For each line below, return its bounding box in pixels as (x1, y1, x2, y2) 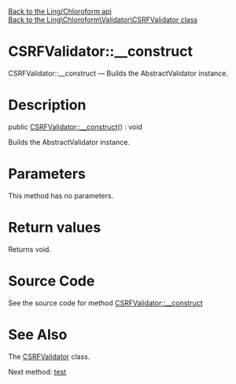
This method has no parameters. (8, 190, 114, 200)
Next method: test (8, 367, 67, 376)
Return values (8, 219, 101, 236)
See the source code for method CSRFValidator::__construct (8, 298, 203, 308)
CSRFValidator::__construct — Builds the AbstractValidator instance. (8, 68, 229, 78)
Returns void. (8, 244, 51, 254)
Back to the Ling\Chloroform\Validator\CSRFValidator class (8, 15, 198, 24)
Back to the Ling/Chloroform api (8, 7, 112, 16)
